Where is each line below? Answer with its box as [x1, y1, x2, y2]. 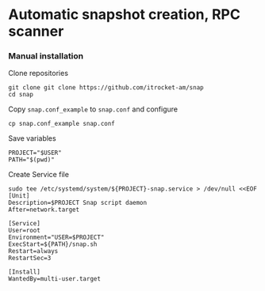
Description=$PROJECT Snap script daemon [8, 199, 148, 207]
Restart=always [8, 248, 59, 255]
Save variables [8, 134, 57, 143]
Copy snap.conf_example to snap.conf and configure [8, 104, 179, 114]
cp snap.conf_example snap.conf [8, 120, 115, 128]
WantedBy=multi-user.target [8, 275, 102, 283]
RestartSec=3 [8, 255, 52, 263]
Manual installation [8, 51, 84, 62]
